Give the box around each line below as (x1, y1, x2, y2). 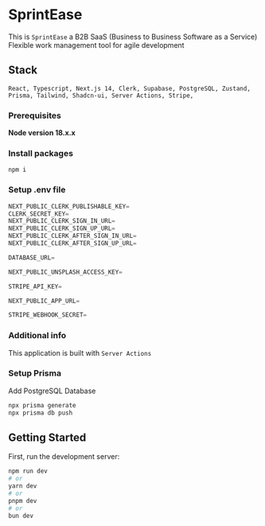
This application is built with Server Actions (8, 348, 152, 357)
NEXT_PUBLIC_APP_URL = (8, 297, 80, 305)
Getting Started (8, 431, 87, 444)
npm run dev (8, 467, 48, 475)
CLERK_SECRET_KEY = (8, 209, 69, 218)
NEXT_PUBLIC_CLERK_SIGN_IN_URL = (8, 217, 115, 225)
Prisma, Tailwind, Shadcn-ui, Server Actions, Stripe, (8, 92, 194, 99)
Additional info (8, 330, 67, 341)
